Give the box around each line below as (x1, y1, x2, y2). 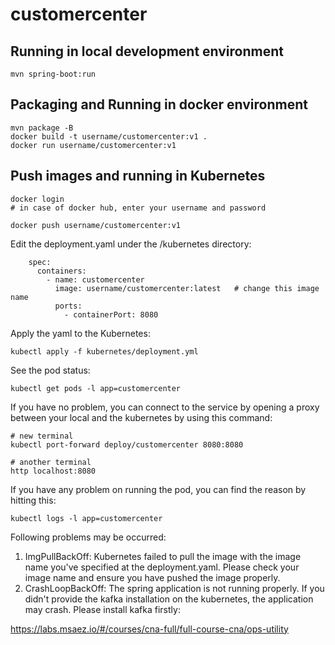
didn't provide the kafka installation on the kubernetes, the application (24, 593, 314, 605)
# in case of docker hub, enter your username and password (10, 203, 267, 213)
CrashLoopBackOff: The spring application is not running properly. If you (24, 582, 325, 594)
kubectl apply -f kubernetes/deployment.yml (10, 346, 199, 357)
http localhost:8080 (10, 466, 97, 476)
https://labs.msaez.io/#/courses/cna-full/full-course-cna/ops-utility (10, 623, 289, 635)
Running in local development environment (10, 43, 284, 60)
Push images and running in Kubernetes (10, 168, 266, 185)
